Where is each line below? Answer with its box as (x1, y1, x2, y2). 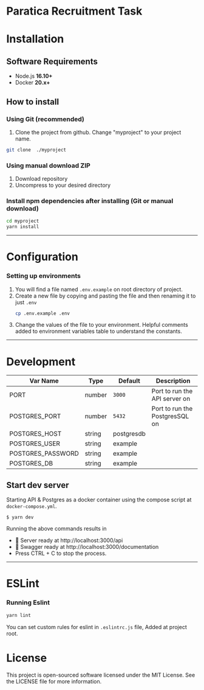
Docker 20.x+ (15, 79, 50, 86)
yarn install (6, 224, 39, 230)
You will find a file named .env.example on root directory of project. (15, 285, 183, 293)
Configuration (6, 250, 79, 264)
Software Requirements (6, 56, 98, 66)
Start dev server (6, 479, 69, 490)
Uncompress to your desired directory (15, 181, 111, 189)
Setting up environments (6, 272, 81, 281)
